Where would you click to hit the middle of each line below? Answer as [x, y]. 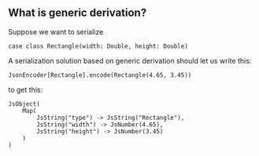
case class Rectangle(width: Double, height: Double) [98, 46]
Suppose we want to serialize [56, 31]
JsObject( [24, 104]
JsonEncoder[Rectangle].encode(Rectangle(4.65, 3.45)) [100, 75]
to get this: [26, 89]
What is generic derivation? [78, 13]
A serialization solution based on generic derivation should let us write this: [130, 60]
